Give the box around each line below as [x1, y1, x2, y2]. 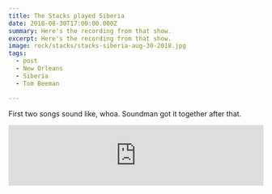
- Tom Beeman [15, 79, 60, 87]
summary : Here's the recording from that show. [8, 27, 172, 35]
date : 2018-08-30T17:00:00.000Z [8, 19, 117, 27]
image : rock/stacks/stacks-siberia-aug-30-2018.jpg [8, 42, 186, 50]
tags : [8, 49, 27, 57]
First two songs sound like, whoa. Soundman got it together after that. [8, 108, 242, 118]
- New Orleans [15, 65, 63, 73]
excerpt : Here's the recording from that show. [8, 34, 172, 43]
